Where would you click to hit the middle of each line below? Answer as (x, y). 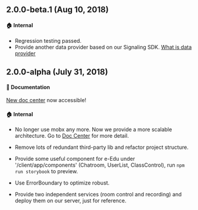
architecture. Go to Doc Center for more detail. (72, 136)
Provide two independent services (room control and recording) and (98, 195)
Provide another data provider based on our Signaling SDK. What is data (103, 47)
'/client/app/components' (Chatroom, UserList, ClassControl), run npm (100, 165)
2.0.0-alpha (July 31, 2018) (57, 71)
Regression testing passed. (48, 40)
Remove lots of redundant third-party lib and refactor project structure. (102, 147)
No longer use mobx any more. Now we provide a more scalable (93, 129)
